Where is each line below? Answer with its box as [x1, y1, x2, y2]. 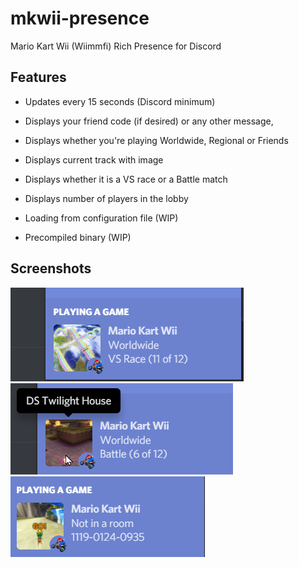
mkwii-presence [10, 7, 150, 30]
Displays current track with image [24, 153, 164, 166]
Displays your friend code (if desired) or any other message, [24, 115, 274, 127]
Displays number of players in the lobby [24, 192, 189, 204]
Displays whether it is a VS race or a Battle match [24, 173, 228, 185]
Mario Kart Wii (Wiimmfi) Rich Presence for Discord [10, 40, 222, 52]
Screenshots [10, 260, 92, 277]
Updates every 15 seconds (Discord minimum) [24, 95, 216, 107]
